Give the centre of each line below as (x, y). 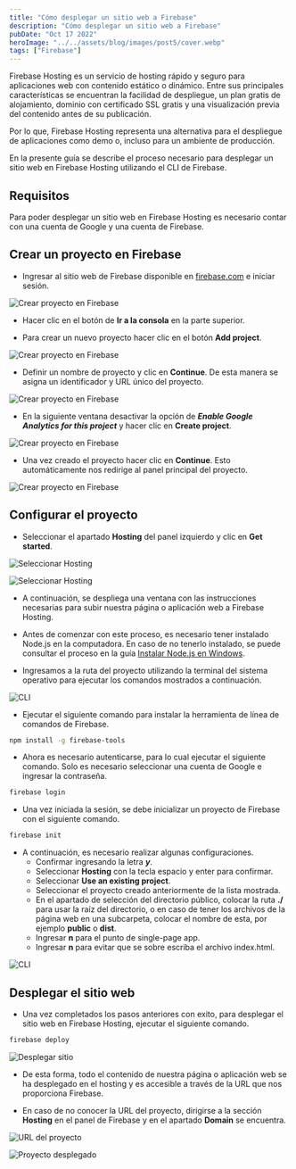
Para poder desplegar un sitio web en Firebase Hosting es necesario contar (148, 217)
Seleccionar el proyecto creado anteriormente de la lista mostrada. (158, 891)
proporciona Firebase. (63, 1093)
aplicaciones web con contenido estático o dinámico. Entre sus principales (146, 86)
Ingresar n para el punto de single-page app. (118, 938)
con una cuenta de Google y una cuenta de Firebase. (107, 226)
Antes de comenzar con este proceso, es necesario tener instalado (145, 634)
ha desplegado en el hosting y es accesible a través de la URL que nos (152, 1083)
